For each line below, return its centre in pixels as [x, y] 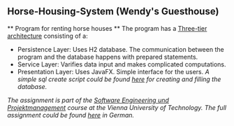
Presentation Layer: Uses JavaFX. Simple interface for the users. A [113, 71]
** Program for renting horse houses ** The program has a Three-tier [107, 28]
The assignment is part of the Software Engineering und [88, 100]
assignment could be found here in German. [71, 115]
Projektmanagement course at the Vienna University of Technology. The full [117, 107]
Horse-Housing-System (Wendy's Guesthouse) [113, 12]
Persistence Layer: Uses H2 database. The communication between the [121, 49]
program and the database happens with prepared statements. [108, 57]
